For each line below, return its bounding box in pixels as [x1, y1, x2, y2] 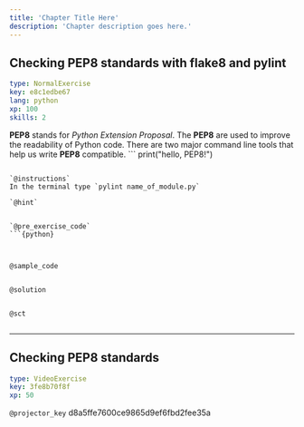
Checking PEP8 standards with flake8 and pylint [9, 55, 287, 71]
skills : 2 [9, 112, 47, 122]
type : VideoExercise [9, 374, 88, 383]
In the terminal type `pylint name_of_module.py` [9, 182, 201, 191]
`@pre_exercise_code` [9, 221, 91, 231]
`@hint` [9, 198, 39, 207]
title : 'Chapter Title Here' [9, 13, 119, 23]
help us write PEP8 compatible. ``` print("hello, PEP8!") [9, 149, 214, 160]
